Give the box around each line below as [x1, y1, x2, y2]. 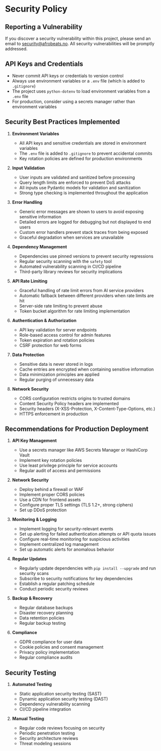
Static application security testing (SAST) [19, 691, 102, 697]
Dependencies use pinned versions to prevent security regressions [19, 253, 154, 259]
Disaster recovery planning [19, 610, 74, 616]
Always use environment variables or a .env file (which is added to [12, 78, 145, 83]
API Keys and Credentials [5, 60, 83, 68]
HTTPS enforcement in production [19, 411, 88, 417]
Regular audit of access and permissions [19, 468, 101, 473]
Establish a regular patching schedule [19, 581, 95, 587]
